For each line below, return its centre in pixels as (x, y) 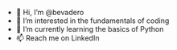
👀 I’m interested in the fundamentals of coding (93, 21)
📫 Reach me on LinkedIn (58, 38)
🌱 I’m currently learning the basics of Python (90, 29)
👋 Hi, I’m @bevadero (50, 12)
